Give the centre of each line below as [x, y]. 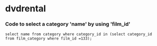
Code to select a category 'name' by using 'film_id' [68, 24]
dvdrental [26, 9]
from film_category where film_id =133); [49, 39]
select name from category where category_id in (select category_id [79, 34]
